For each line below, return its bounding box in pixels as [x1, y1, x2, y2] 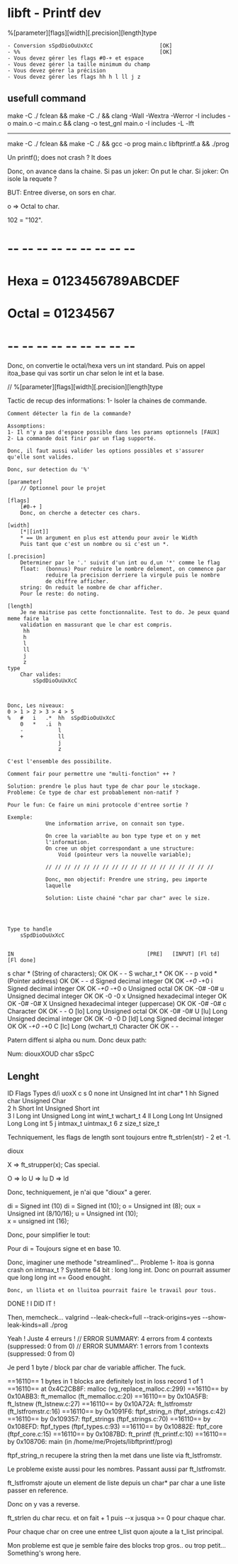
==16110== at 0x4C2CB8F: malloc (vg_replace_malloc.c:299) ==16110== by [7, 1384, 229, 1393]
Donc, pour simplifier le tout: [7, 1230, 91, 1240]
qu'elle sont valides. [7, 454, 74, 461]
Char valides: [20, 671, 62, 679]
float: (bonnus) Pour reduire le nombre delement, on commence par [20, 566, 227, 573]
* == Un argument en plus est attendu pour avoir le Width [20, 535, 198, 542]
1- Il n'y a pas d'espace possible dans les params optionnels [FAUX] [7, 429, 220, 436]
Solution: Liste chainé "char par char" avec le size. [45, 895, 211, 902]
